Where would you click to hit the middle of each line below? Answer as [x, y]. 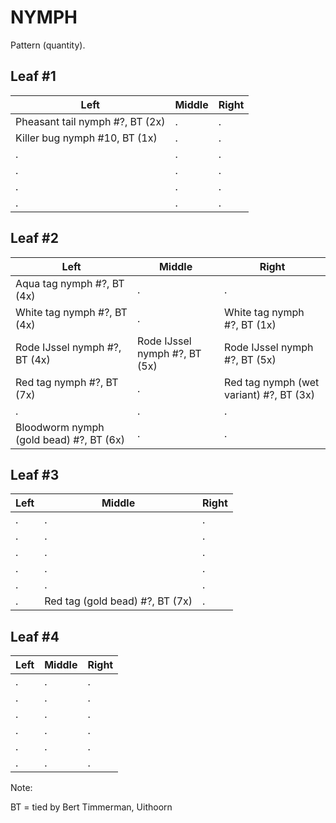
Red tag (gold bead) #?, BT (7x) [118, 601]
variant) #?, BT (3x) [269, 394]
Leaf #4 [35, 636]
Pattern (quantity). [48, 45]
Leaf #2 [34, 238]
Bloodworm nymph [60, 427]
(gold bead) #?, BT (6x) [70, 439]
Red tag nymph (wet [272, 382]
